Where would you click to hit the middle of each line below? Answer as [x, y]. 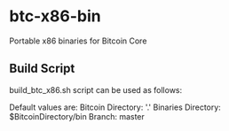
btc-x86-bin [55, 16]
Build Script [42, 69]
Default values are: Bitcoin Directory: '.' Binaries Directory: [115, 107]
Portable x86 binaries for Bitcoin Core [78, 41]
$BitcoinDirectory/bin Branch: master [77, 116]
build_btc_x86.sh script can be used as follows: [96, 89]
